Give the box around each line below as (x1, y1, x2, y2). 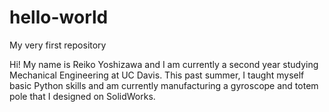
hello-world (9, 6, 109, 29)
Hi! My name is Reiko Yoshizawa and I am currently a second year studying (9, 58, 319, 70)
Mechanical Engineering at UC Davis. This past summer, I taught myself (9, 69, 305, 81)
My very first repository (9, 39, 107, 51)
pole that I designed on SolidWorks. (9, 90, 156, 102)
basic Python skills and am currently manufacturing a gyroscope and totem (9, 79, 319, 91)
